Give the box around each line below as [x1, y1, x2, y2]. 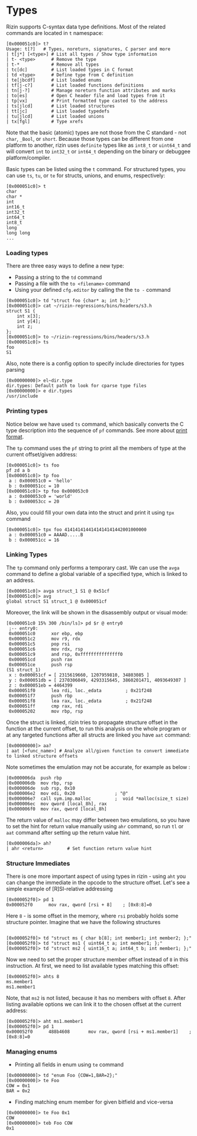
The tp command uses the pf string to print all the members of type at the [6, 445, 186, 452]
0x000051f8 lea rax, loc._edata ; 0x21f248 [8, 698, 152, 704]
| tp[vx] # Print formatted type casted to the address [6, 98, 168, 104]
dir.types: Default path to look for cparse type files [6, 383, 147, 389]
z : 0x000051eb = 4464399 [8, 682, 73, 688]
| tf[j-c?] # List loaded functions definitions [6, 82, 144, 88]
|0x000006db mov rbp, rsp [6, 780, 73, 786]
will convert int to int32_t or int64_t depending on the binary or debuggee [6, 147, 190, 155]
